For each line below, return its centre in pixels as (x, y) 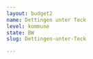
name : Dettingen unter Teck (46, 20)
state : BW (21, 33)
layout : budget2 (29, 13)
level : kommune (28, 26)
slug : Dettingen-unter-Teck (46, 39)
